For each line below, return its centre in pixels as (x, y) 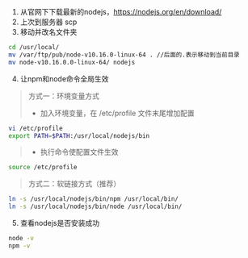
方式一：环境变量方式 (63, 96)
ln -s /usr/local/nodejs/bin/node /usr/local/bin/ (95, 207)
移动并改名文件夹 (48, 32)
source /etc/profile (43, 168)
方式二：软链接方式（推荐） (74, 184)
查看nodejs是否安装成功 (59, 223)
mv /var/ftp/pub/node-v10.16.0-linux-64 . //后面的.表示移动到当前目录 (124, 55)
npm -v (19, 246)
